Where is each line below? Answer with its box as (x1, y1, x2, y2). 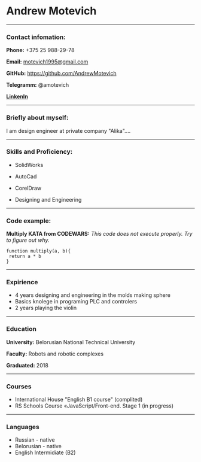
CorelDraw (14, 184, 42, 192)
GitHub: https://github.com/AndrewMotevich (6, 70, 117, 77)
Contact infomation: (6, 33, 66, 41)
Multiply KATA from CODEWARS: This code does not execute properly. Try (6, 230, 193, 238)
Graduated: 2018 (6, 361, 49, 369)
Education (6, 325, 37, 333)
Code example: (6, 217, 51, 225)
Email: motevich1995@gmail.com (6, 58, 89, 65)
